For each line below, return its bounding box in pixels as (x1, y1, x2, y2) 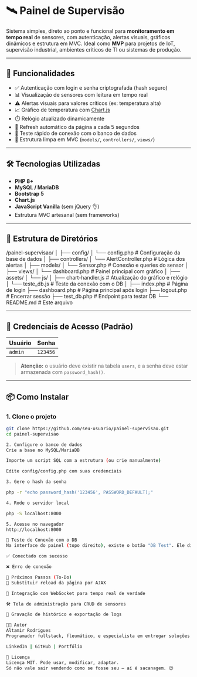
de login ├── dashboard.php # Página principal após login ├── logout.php (6, 287, 188, 294)
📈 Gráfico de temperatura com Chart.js (14, 106, 110, 113)
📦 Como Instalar (6, 392, 69, 402)
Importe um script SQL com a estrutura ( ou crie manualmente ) (6, 458, 161, 464)
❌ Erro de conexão (6, 564, 52, 570)
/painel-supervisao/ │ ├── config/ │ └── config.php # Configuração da (6, 249, 181, 256)
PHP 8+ (14, 178, 34, 185)
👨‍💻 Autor (6, 622, 28, 628)
